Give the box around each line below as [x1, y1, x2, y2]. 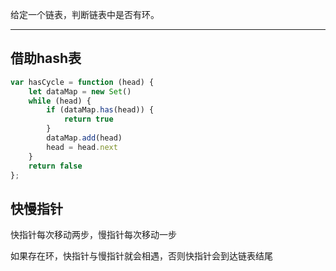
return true [63, 114, 114, 125]
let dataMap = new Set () [28, 86, 132, 97]
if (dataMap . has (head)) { [46, 105, 155, 115]
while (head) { [28, 96, 92, 106]
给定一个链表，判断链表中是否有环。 [10, 9, 160, 20]
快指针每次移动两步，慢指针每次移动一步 [10, 229, 177, 241]
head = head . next [46, 142, 118, 152]
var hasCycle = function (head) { [10, 77, 155, 87]
